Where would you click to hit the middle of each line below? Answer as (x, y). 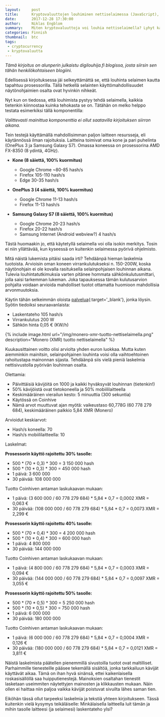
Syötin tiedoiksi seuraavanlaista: (38, 304)
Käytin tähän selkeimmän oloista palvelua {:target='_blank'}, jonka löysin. (78, 300)
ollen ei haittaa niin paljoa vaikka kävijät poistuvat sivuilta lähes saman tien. (81, 689)
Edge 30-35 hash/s (39, 180)
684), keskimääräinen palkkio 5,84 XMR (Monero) (63, 410)
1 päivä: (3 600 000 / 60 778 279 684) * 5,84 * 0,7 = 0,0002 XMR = (81, 498)
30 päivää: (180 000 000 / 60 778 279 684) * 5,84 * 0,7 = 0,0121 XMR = (85, 648)
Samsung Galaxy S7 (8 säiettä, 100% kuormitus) (63, 214)
